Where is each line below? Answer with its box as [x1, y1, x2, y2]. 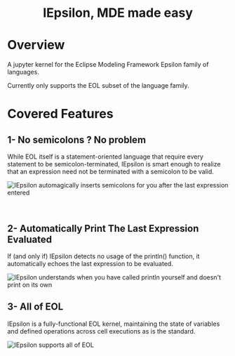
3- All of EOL [7, 301, 64, 313]
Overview [7, 37, 65, 53]
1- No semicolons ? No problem [7, 133, 146, 145]
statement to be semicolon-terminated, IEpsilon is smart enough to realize [7, 160, 221, 169]
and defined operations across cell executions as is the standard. [7, 327, 196, 335]
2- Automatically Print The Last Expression [7, 223, 199, 235]
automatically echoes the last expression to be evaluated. [7, 259, 173, 268]
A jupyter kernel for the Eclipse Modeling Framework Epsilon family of [7, 60, 209, 69]
